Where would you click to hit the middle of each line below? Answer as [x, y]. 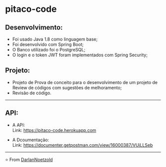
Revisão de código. [32, 93]
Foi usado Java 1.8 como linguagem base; [55, 39]
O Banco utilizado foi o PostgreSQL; [49, 50]
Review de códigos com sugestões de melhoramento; [67, 87]
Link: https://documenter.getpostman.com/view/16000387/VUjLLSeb [83, 145]
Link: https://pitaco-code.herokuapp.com [54, 130]
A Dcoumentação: [31, 140]
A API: [19, 125]
